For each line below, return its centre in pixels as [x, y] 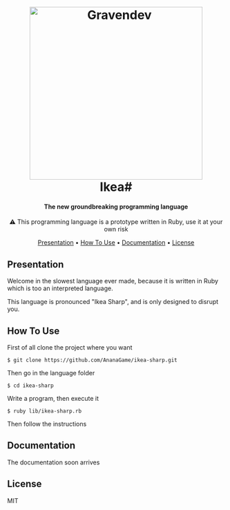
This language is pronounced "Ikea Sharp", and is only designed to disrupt [113, 302]
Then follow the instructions [47, 424]
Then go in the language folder [51, 373]
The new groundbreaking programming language [116, 207]
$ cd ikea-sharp [30, 386]
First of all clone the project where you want [70, 348]
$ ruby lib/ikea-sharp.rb [44, 411]
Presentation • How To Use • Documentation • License [116, 243]
